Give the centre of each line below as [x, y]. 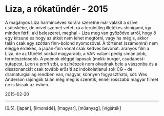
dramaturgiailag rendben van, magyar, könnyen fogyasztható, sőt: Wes [76, 74]
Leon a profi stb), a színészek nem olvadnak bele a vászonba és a [91, 64]
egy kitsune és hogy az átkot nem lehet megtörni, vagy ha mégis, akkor [77, 38]
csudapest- [133, 58]
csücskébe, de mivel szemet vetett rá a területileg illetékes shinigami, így [78, 27]
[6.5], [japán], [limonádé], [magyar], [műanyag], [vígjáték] [63, 108]
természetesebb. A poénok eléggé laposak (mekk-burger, [63, 58]
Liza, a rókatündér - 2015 [57, 9]
